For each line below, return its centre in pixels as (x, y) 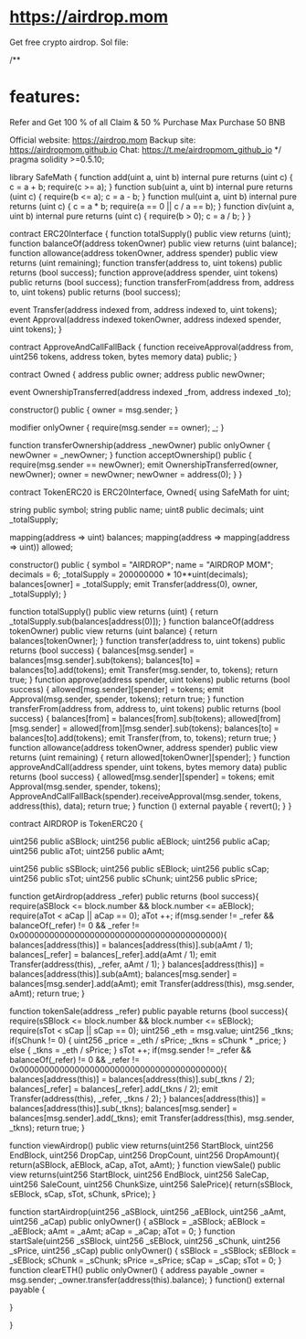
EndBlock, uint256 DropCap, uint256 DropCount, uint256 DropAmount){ (145, 1155)
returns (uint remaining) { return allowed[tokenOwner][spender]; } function (150, 757)
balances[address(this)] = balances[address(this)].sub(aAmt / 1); (132, 945)
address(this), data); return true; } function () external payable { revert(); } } (151, 806)
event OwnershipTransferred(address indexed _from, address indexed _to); (150, 391)
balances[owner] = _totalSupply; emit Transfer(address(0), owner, (134, 584)
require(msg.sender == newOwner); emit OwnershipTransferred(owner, (144, 465)
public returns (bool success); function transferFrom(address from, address (152, 282)
